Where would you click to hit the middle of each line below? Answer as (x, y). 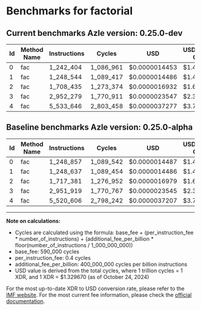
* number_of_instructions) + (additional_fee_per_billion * (84, 239)
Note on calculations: (33, 221)
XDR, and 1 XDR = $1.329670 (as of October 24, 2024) (82, 277)
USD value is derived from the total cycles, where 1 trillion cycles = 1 (99, 271)
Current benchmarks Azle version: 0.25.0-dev (95, 33)
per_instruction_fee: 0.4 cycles (53, 257)
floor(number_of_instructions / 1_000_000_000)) (74, 245)
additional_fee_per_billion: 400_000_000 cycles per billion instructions (101, 264)
